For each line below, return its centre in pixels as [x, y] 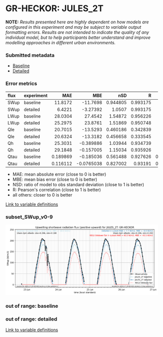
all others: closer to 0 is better [42, 195]
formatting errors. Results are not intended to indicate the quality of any [77, 32]
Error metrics [22, 84]
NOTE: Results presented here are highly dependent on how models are [77, 22]
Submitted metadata [30, 55]
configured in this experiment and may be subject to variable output [74, 27]
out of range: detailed [31, 319]
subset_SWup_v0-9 [29, 217]
